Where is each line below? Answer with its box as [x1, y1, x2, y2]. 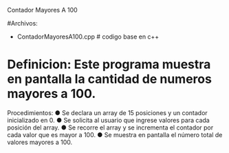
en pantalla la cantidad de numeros [7, 72, 212, 87]
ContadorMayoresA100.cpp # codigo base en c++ [17, 32, 160, 41]
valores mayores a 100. [7, 138, 73, 146]
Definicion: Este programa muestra [7, 57, 211, 72]
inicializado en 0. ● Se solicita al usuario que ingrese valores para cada [7, 116, 210, 124]
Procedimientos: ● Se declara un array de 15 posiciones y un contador [7, 108, 208, 116]
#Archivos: [7, 19, 38, 27]
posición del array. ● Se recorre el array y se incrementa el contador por [7, 123, 214, 132]
